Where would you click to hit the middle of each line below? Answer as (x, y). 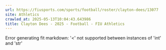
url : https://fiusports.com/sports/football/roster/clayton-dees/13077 (82, 10)
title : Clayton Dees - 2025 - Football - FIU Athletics (65, 24)
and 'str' (14, 43)
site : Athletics (22, 14)
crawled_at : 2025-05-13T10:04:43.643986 (48, 19)
